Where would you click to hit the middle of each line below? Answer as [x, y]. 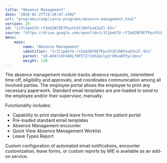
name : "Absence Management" [52, 47]
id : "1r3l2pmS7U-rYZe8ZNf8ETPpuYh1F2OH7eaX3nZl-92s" [61, 28]
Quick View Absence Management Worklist [57, 131]
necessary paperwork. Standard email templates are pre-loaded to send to [82, 90]
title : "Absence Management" [35, 10]
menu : [11, 38]
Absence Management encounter [46, 126]
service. [20, 157]
